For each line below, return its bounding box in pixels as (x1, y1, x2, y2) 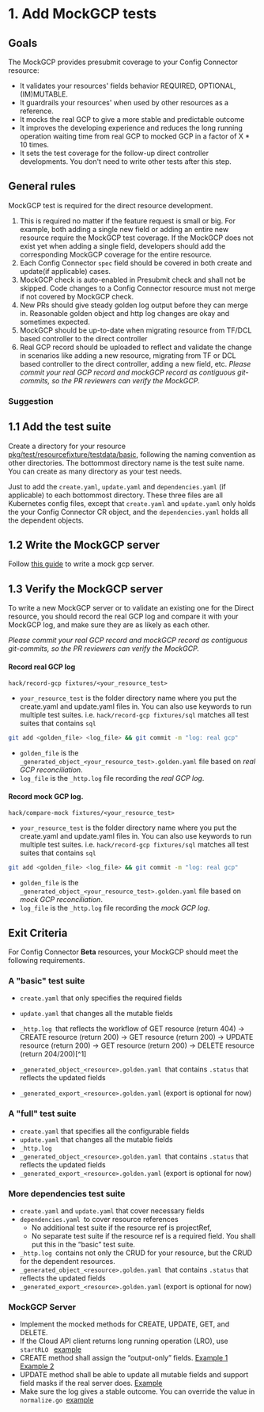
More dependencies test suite (8, 1188, 126, 1199)
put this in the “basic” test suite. (31, 1240, 136, 1250)
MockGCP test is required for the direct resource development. (8, 200, 213, 210)
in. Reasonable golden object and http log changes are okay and (19, 308, 230, 318)
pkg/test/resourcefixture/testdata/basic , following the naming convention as (8, 449, 256, 459)
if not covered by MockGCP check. (19, 291, 134, 301)
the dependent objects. (8, 516, 85, 525)
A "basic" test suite (8, 976, 85, 987)
